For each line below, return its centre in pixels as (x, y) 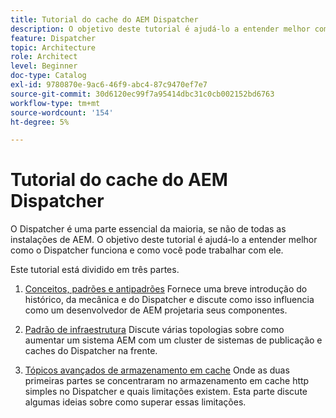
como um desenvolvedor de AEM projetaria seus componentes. (156, 310)
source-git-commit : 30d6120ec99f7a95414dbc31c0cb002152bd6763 (142, 94)
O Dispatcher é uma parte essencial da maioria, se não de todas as (148, 229)
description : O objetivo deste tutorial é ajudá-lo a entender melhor (160, 29)
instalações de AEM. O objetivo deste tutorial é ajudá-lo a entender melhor (164, 240)
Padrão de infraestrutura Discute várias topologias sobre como (154, 330)
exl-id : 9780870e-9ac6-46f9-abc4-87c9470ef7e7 (109, 85)
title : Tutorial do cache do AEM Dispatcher (104, 19)
